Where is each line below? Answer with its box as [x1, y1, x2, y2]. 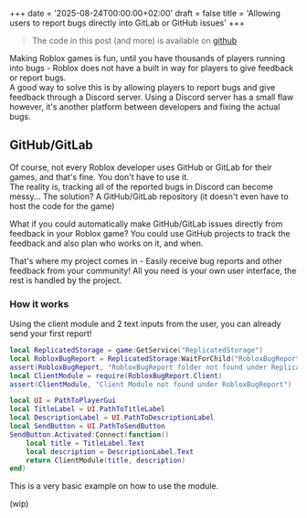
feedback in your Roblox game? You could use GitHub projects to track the [9, 227, 291, 238]
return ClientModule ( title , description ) [26, 456, 185, 465]
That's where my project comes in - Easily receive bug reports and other [9, 255, 283, 266]
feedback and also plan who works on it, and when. [9, 238, 204, 248]
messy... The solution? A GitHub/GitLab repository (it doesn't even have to [9, 191, 290, 202]
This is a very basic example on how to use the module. [9, 481, 219, 492]
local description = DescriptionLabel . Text [26, 447, 195, 456]
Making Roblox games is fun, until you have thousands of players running [9, 53, 286, 63]
